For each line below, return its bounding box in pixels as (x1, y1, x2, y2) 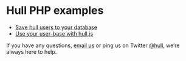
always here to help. (6, 48, 57, 55)
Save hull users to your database (15, 24, 98, 31)
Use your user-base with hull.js (15, 30, 94, 37)
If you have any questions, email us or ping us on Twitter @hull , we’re (6, 42, 180, 49)
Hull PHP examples (6, 4, 104, 18)
